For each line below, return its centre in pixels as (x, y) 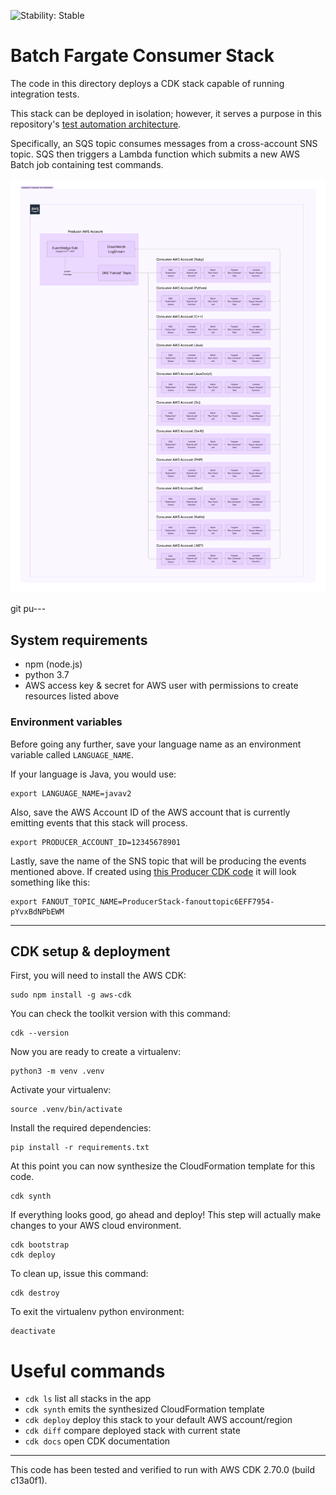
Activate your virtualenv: (61, 1090)
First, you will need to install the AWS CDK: (98, 976)
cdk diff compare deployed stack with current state (132, 1431)
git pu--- (28, 609)
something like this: (50, 882)
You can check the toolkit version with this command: (120, 1014)
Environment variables (66, 722)
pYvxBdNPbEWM (37, 911)
